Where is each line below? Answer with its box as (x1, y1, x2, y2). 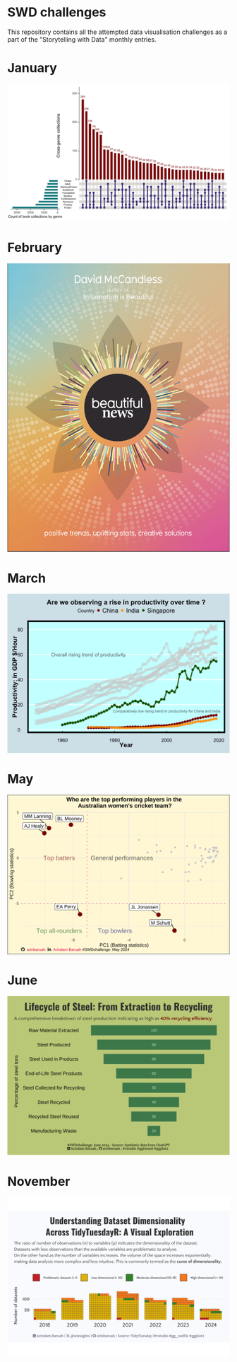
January (7, 60, 58, 76)
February (7, 240, 62, 255)
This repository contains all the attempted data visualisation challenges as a (7, 28, 228, 36)
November (7, 1173, 71, 1189)
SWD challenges (7, 4, 107, 21)
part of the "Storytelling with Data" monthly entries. (7, 35, 157, 43)
